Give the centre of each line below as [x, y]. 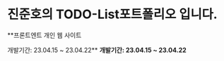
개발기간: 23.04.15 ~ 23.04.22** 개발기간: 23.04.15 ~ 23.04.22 [97, 50]
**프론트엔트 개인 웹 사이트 [45, 35]
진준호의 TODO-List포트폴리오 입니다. [112, 14]
